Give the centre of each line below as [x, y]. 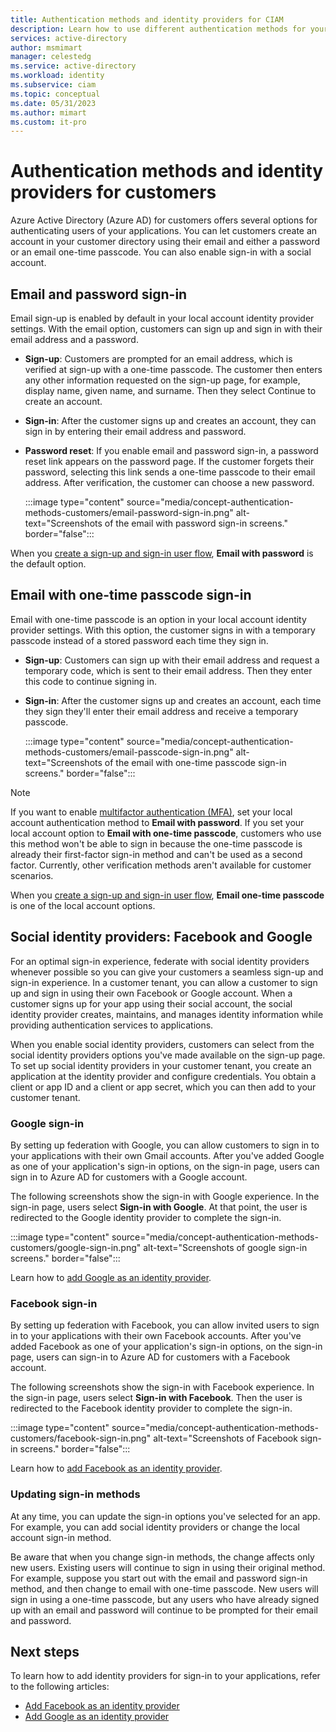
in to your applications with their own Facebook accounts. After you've [156, 1336]
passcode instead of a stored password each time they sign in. [139, 640]
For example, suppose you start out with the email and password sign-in [159, 1578]
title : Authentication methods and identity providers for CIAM [147, 19]
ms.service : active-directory [73, 66]
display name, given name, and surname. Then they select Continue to [170, 390]
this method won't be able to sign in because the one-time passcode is [156, 843]
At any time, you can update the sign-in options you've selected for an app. [165, 1516]
